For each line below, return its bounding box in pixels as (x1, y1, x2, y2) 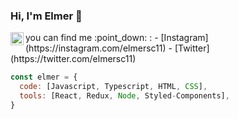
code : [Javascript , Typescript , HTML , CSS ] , (19, 82, 208, 92)
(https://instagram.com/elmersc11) (25, 42, 167, 54)
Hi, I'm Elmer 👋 (10, 9, 83, 23)
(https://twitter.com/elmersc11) (10, 53, 137, 65)
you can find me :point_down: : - (25, 32, 159, 44)
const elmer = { (10, 72, 78, 83)
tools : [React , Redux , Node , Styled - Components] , (19, 91, 230, 101)
